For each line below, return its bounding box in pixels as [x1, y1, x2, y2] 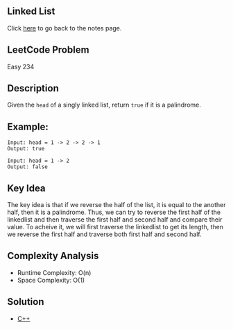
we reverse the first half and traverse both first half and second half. [7, 230, 202, 238]
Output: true [7, 145, 45, 152]
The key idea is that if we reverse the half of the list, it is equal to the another [7, 201, 226, 209]
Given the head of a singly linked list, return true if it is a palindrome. [7, 100, 201, 109]
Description [7, 82, 59, 94]
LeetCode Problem [7, 44, 89, 56]
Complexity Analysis [7, 250, 99, 262]
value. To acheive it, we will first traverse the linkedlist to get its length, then [7, 223, 224, 231]
